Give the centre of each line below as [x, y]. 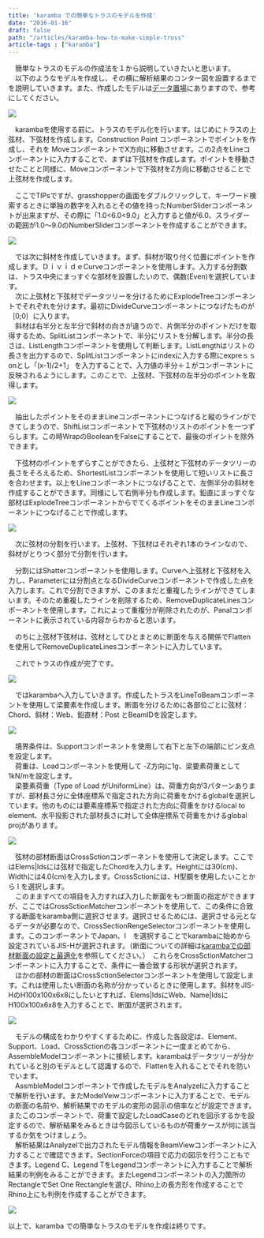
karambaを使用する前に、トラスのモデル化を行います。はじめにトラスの [132, 129]
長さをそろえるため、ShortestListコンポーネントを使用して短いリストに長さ [131, 473]
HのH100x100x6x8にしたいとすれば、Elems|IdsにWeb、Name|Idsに [118, 995]
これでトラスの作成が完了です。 [66, 663]
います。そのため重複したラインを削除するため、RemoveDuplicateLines [125, 600]
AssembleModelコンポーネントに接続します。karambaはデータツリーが [124, 1056]
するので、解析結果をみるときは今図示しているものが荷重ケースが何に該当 [135, 1125]
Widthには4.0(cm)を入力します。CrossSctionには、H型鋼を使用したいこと [128, 876]
